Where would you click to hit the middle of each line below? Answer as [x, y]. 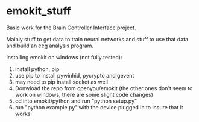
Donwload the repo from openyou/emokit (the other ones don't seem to [104, 88]
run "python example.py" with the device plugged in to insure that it [99, 107]
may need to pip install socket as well [62, 82]
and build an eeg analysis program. [50, 46]
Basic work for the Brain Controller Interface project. [71, 28]
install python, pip [37, 69]
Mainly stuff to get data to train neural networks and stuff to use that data [97, 39]
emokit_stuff [39, 11]
